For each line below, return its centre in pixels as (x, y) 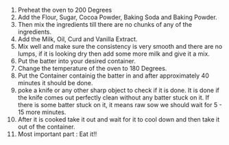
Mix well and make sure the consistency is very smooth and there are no (120, 46)
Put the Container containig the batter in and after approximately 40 (113, 76)
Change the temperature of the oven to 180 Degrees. (92, 68)
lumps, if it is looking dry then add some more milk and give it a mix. (113, 54)
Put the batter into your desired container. (77, 61)
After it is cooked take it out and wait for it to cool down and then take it (119, 119)
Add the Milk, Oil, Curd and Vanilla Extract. (77, 39)
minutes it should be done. (55, 83)
